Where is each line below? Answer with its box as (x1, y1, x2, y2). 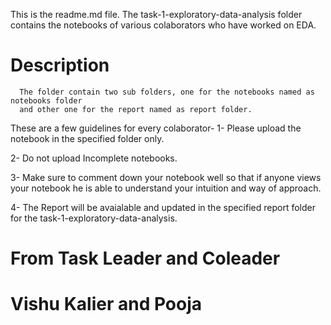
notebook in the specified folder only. (10, 132, 165, 144)
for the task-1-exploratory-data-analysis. (10, 212, 178, 224)
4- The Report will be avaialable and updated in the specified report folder (10, 201, 316, 213)
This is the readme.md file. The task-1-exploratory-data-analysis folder (10, 9, 303, 20)
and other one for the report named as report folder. (19, 104, 253, 114)
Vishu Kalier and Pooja (10, 293, 203, 316)
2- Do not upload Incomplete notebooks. (10, 152, 178, 164)
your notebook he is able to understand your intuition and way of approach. (10, 182, 322, 194)
